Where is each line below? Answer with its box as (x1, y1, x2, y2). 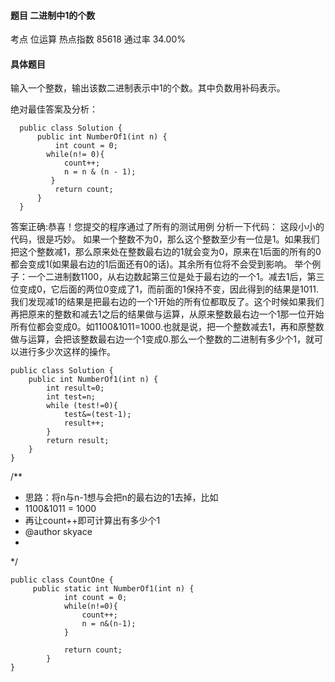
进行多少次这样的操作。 (18, 346, 116, 358)
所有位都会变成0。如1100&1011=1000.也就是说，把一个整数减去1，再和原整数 (10, 321, 325, 333)
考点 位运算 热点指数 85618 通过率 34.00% (10, 33, 186, 45)
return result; (46, 436, 110, 446)
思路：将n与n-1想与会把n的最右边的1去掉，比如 (24, 491, 219, 504)
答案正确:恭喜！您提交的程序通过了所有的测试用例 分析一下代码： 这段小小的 (10, 221, 325, 233)
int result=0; (46, 383, 105, 394)
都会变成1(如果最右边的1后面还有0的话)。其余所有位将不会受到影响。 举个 (10, 258, 313, 270)
